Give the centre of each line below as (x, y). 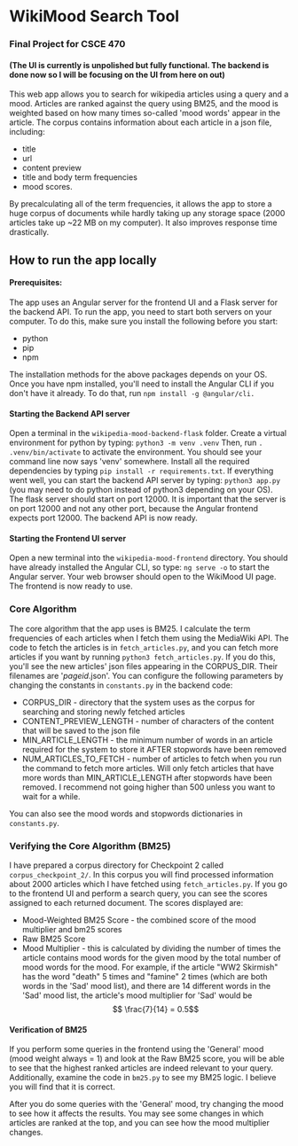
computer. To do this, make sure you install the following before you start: (144, 321)
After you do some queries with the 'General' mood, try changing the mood (146, 1104)
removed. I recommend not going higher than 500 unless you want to (149, 787)
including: (27, 132)
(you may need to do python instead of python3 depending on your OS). (141, 490)
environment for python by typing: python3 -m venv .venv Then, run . (136, 443)
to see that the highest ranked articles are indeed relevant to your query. (141, 1068)
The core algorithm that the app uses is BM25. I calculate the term (130, 628)
